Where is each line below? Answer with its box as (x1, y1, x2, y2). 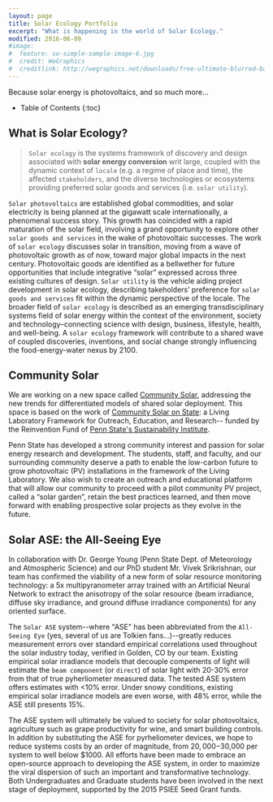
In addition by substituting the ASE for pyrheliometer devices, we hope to (8, 733, 253, 743)
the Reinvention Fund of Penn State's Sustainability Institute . (8, 424, 210, 435)
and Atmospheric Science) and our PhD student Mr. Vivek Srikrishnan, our (8, 563, 257, 573)
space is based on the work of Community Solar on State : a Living (8, 407, 230, 417)
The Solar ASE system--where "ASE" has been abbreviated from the (8, 622, 237, 632)
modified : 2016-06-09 (8, 34, 82, 43)
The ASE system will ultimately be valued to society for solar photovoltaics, (8, 716, 260, 726)
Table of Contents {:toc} (19, 102, 102, 112)
